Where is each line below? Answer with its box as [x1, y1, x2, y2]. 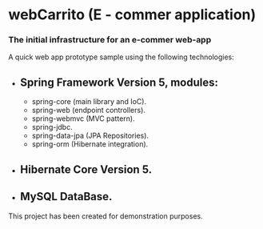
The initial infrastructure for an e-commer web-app [8, 34, 212, 46]
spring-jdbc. [31, 123, 74, 132]
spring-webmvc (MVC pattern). [31, 114, 135, 123]
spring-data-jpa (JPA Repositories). [31, 131, 149, 141]
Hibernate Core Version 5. [19, 163, 153, 176]
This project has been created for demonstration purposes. [8, 211, 203, 221]
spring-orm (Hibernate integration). [31, 139, 149, 149]
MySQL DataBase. [19, 190, 113, 203]
